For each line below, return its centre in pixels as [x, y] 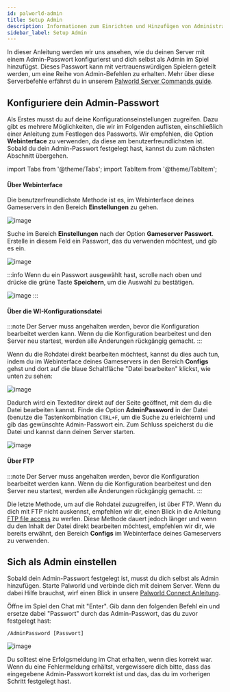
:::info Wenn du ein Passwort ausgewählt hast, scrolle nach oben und [104, 275]
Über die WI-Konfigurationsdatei [55, 311]
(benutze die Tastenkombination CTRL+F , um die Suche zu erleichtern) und [111, 417]
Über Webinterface [35, 184]
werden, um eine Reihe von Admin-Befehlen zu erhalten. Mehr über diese [111, 74]
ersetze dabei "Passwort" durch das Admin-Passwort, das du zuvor [103, 614]
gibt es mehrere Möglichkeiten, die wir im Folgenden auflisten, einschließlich [115, 127]
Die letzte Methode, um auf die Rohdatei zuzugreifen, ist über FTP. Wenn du [114, 504]
